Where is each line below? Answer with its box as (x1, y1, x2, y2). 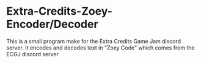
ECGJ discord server (6, 50, 59, 57)
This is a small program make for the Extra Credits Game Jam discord (6, 37, 181, 45)
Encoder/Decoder (6, 17, 99, 31)
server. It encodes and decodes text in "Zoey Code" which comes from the (6, 44, 196, 51)
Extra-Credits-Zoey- (6, 4, 113, 18)
